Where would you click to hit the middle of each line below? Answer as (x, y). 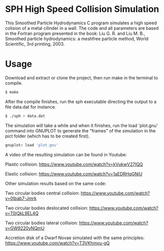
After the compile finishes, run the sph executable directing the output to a (81, 101)
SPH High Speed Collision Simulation (82, 9)
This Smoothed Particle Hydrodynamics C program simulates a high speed (81, 23)
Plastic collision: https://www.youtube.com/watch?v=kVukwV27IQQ (74, 164)
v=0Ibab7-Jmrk (21, 198)
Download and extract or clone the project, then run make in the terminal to (82, 77)
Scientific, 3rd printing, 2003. (35, 44)
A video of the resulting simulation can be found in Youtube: (66, 154)
